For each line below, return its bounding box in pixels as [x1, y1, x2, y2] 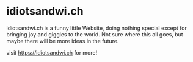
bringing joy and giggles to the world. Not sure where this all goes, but [6, 30, 183, 38]
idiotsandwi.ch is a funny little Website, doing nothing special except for [6, 24, 188, 32]
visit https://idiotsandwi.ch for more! [6, 49, 98, 56]
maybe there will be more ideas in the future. [6, 37, 119, 44]
